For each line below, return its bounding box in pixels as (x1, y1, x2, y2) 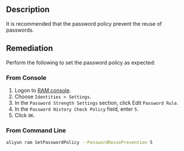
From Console (6, 73, 47, 81)
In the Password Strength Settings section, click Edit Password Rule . (14, 99, 179, 106)
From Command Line (6, 126, 66, 134)
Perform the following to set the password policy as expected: (6, 59, 156, 66)
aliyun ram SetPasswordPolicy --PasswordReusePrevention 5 (6, 140, 153, 146)
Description (6, 5, 50, 15)
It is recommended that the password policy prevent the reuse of (6, 20, 162, 27)
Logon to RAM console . (14, 87, 71, 94)
